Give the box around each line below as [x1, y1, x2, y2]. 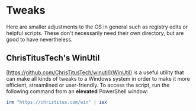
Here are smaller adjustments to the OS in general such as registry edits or [6, 23, 188, 30]
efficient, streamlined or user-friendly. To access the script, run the [6, 81, 170, 88]
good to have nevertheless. [6, 36, 73, 43]
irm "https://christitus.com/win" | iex [6, 99, 108, 105]
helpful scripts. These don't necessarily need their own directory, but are [6, 29, 184, 36]
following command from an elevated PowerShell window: [6, 87, 149, 95]
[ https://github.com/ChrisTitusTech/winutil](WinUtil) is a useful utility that [6, 69, 185, 76]
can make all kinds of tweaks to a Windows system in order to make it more [6, 75, 191, 82]
